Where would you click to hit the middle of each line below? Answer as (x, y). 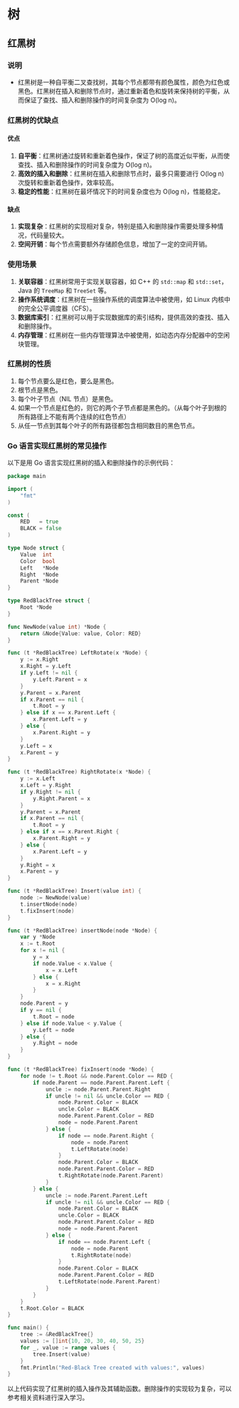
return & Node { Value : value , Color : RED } (81, 633)
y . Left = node (54, 1030)
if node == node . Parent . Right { (106, 1135)
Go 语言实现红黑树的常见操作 (57, 445)
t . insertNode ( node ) (49, 904)
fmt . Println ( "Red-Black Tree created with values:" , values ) (112, 1367)
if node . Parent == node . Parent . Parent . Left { (102, 1083)
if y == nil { (41, 1011)
